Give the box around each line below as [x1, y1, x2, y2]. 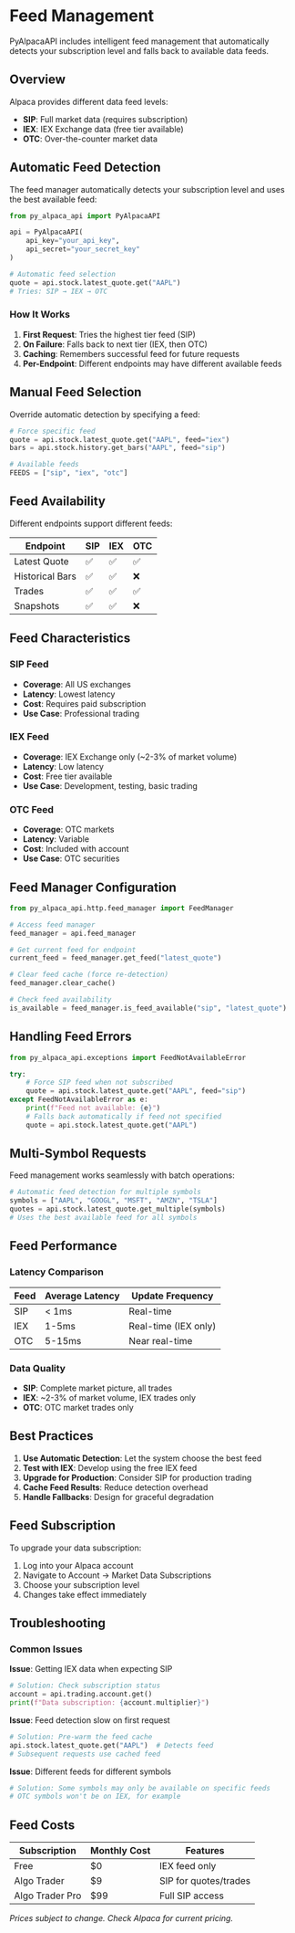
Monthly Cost [90, 1844, 151, 1857]
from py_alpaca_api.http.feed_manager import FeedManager [9, 903, 234, 913]
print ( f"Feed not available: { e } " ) [25, 1104, 161, 1113]
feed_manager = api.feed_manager [9, 929, 137, 938]
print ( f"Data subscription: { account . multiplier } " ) [9, 1698, 209, 1707]
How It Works [9, 308, 71, 320]
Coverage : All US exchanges [22, 678, 132, 689]
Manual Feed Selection [9, 384, 142, 400]
